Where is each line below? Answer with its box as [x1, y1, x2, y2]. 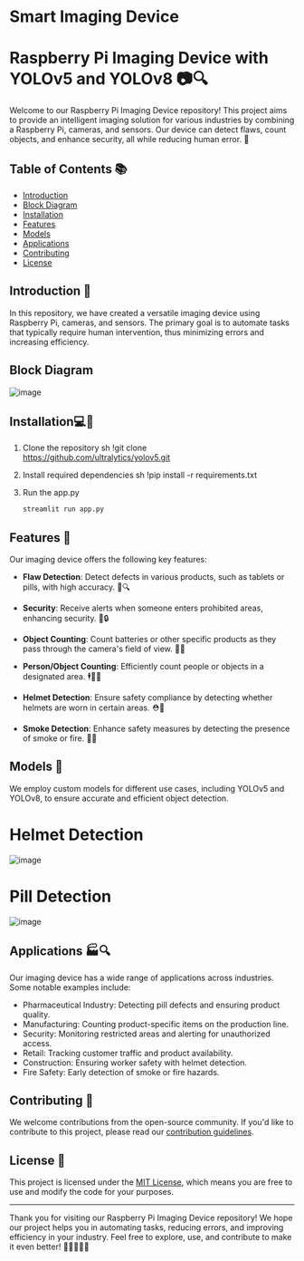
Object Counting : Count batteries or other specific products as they [22, 634, 277, 645]
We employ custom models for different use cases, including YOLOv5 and [9, 783, 285, 794]
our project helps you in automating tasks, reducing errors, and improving [9, 1222, 284, 1233]
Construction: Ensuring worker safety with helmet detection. [22, 1057, 247, 1068]
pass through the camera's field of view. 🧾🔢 [22, 643, 185, 654]
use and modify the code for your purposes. [9, 1187, 175, 1198]
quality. [22, 1008, 51, 1020]
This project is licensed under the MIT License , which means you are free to [9, 1177, 293, 1188]
